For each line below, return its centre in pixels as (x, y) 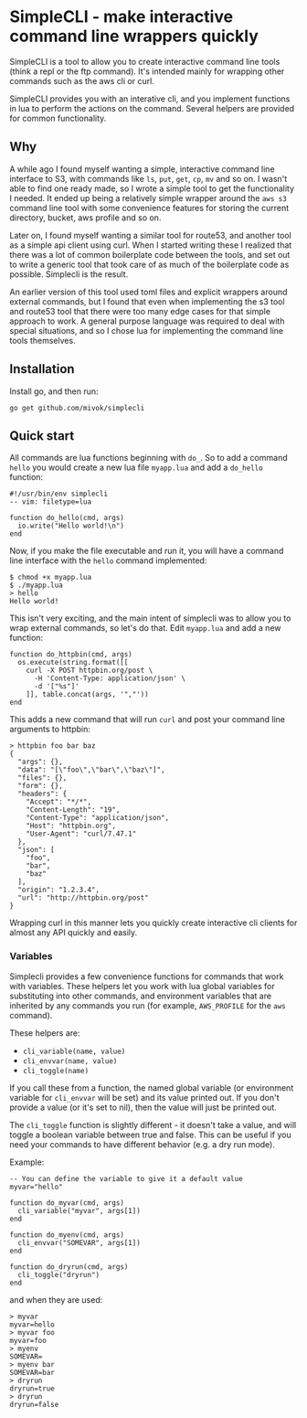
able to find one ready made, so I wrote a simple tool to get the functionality (152, 188)
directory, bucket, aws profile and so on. (85, 218)
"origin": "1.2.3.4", (59, 890)
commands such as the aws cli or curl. (82, 80)
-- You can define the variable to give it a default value (127, 1178)
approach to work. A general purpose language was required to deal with (147, 321)
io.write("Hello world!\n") (71, 526)
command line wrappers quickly (134, 36)
